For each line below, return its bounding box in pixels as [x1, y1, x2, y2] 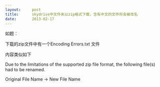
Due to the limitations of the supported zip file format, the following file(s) [5, 61, 156, 67]
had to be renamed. [5, 67, 46, 73]
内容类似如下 [5, 51, 31, 57]
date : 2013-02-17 [5, 16, 55, 21]
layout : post [5, 7, 41, 12]
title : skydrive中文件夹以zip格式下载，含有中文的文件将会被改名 [5, 12, 138, 17]
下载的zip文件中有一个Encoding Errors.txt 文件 [5, 41, 100, 47]
